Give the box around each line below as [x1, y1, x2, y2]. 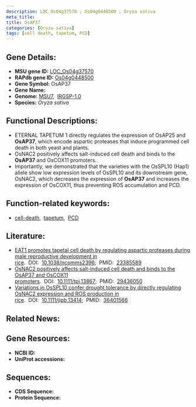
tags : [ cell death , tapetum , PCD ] [6, 31, 91, 36]
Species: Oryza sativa [14, 99, 69, 106]
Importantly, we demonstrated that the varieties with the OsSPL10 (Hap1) [14, 163, 190, 170]
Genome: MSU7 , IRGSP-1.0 [14, 92, 81, 100]
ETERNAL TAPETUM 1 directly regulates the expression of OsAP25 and [14, 132, 186, 139]
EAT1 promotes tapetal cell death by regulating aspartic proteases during [14, 247, 190, 254]
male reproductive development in [14, 253, 98, 260]
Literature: [6, 231, 46, 241]
